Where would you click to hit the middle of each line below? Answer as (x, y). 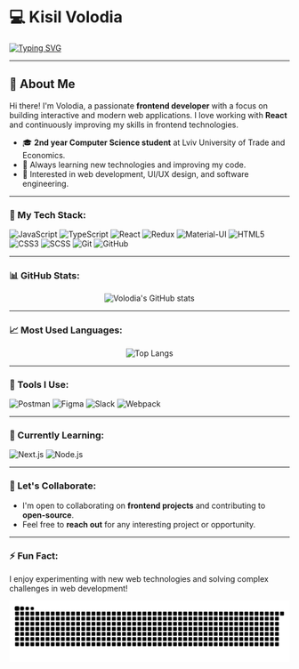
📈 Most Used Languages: (66, 330)
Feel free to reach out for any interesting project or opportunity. (139, 524)
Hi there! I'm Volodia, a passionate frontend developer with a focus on (139, 105)
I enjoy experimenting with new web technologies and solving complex (139, 578)
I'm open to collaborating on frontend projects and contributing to (144, 505)
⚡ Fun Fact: (34, 556)
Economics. (44, 155)
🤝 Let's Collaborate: (53, 486)
